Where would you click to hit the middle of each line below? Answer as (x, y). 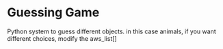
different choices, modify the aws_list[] (62, 38)
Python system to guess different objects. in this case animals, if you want (112, 31)
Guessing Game (53, 13)
